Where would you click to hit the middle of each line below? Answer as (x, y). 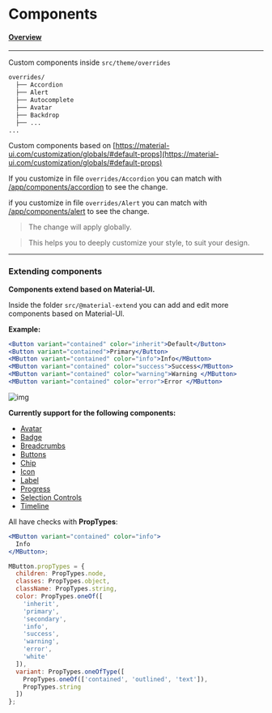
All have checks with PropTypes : (63, 521)
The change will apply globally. (80, 227)
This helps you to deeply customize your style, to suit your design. (139, 243)
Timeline (34, 506)
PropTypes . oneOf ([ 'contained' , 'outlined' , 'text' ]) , (115, 679)
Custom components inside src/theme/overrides (90, 62)
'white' (36, 657)
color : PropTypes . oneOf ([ (59, 596)
